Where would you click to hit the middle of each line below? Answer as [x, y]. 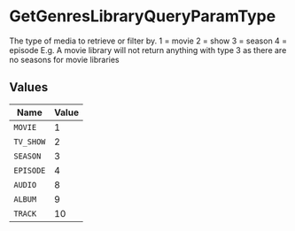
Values [29, 87]
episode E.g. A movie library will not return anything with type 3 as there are [148, 50]
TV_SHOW [30, 142]
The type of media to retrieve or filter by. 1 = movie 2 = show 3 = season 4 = [148, 41]
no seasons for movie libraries [64, 59]
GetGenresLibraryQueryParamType [143, 16]
